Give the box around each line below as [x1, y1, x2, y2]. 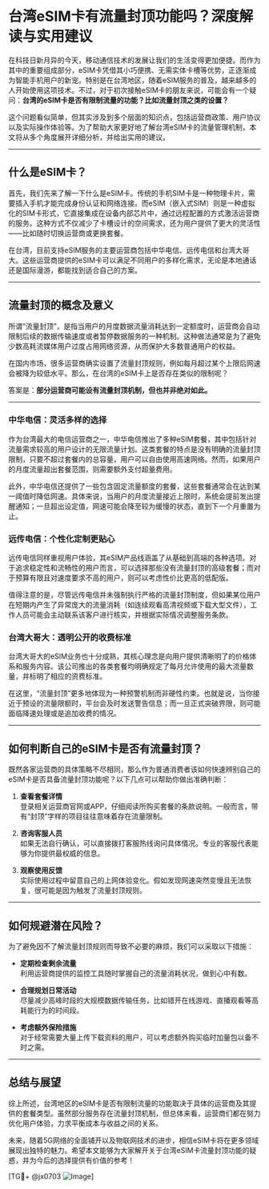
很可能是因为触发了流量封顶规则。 [34, 886, 147, 895]
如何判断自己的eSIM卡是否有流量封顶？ [8, 742, 203, 755]
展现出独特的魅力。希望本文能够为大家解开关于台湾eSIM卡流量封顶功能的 [8, 1145, 250, 1155]
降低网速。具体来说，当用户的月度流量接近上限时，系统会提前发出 [35, 491, 254, 501]
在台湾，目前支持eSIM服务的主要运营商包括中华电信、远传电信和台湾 [8, 245, 236, 254]
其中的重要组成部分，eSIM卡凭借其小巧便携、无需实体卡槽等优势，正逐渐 [8, 65, 250, 74]
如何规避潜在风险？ [8, 919, 103, 932]
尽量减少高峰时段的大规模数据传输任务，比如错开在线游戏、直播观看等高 [19, 995, 259, 1005]
